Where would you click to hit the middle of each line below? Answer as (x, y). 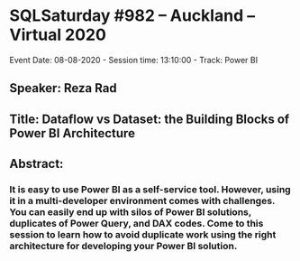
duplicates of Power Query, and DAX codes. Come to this (136, 224)
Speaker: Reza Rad (63, 88)
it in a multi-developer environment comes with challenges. (142, 201)
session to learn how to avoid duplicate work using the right (143, 235)
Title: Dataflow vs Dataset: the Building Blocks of (150, 119)
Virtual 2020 (58, 35)
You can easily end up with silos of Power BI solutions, (131, 212)
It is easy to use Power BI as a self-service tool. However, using (150, 190)
